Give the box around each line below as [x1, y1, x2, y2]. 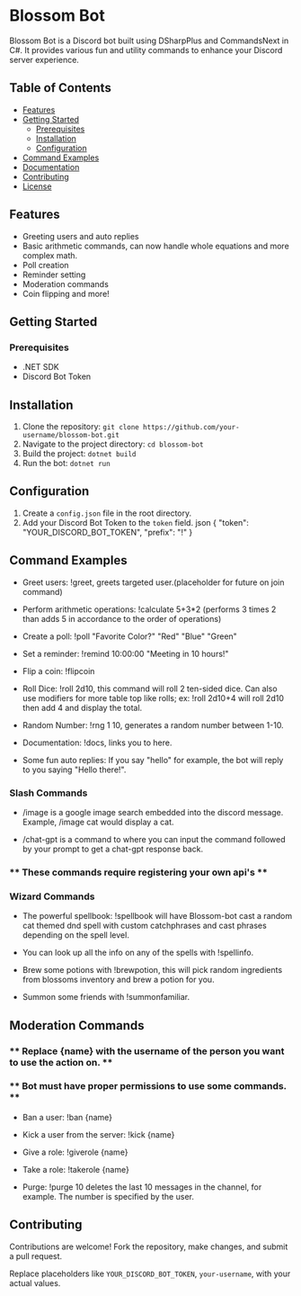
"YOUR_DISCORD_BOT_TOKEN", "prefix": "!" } [22, 526, 193, 537]
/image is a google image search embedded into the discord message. [22, 806, 284, 817]
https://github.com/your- [142, 423, 240, 432]
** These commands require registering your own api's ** [9, 866, 268, 878]
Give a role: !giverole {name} [22, 1147, 128, 1157]
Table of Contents [9, 80, 112, 95]
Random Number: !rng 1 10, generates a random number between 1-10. [22, 719, 285, 730]
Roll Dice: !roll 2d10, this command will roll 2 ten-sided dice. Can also [22, 683, 278, 694]
